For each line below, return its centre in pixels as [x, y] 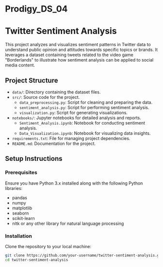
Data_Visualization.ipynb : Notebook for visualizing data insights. [85, 133]
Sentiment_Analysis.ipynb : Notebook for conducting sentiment [82, 123]
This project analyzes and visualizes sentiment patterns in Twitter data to [78, 45]
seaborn [20, 213]
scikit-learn [23, 218]
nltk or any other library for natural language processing [68, 223]
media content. [20, 65]
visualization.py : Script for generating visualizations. [73, 112]
